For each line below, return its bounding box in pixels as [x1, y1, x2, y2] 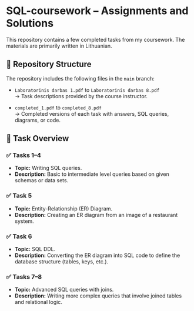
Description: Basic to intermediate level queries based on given [14, 170, 169, 178]
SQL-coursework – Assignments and [6, 4, 189, 18]
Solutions [6, 16, 54, 30]
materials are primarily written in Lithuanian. [6, 42, 113, 49]
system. [14, 218, 34, 225]
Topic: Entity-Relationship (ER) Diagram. [14, 205, 113, 212]
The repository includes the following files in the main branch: [6, 75, 155, 82]
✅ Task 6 [6, 232, 32, 240]
